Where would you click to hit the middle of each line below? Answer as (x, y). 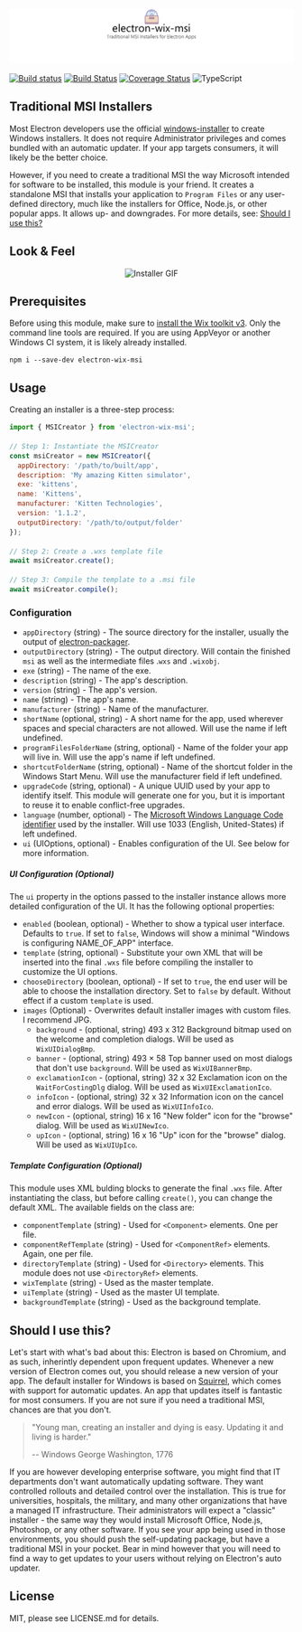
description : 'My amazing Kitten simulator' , (105, 475)
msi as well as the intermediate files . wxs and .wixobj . (121, 661)
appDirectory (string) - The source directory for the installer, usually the (156, 632)
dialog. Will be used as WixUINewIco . (102, 1126)
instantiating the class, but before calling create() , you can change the (141, 1198)
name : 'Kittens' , (50, 494)
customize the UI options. (70, 972)
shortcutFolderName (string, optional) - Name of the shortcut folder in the (157, 767)
